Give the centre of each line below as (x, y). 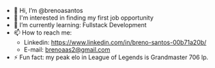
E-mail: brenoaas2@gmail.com (67, 50)
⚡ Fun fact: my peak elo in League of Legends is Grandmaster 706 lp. (111, 57)
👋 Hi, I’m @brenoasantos (48, 11)
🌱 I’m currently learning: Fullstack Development (80, 25)
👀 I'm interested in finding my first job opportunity (83, 18)
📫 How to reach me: (43, 33)
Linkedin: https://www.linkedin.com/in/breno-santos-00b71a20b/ (115, 42)
